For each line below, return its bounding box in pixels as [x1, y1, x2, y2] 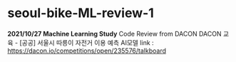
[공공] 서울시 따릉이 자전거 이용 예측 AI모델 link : [19, 38, 155, 47]
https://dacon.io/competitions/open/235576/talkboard [7, 46, 166, 55]
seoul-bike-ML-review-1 [7, 5, 155, 21]
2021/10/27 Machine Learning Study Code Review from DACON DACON [7, 29, 222, 38]
